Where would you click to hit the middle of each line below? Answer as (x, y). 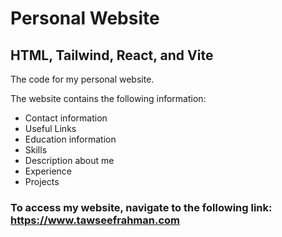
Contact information (66, 118)
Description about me (69, 160)
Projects (42, 181)
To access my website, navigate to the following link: (141, 207)
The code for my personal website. (82, 79)
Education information (70, 139)
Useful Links (50, 128)
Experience (48, 171)
